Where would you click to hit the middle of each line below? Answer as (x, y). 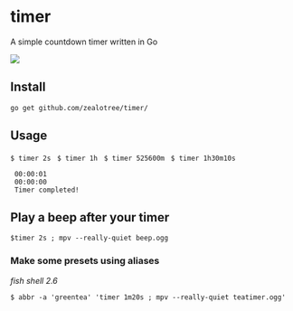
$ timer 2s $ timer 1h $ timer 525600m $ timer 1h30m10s (123, 158)
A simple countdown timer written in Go (84, 42)
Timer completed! (47, 190)
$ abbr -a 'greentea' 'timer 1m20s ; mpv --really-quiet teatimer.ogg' (148, 297)
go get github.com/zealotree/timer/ (79, 108)
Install (28, 87)
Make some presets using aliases (85, 261)
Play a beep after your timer (90, 217)
